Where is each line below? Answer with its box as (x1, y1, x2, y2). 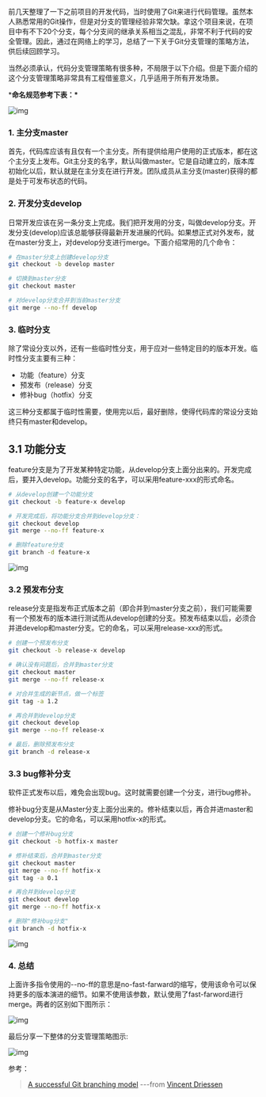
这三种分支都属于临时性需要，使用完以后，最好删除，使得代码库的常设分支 (8, 407, 251, 417)
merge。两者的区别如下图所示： (8, 1000, 113, 1009)
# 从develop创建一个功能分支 (8, 490, 93, 498)
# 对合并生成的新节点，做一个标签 (8, 690, 104, 698)
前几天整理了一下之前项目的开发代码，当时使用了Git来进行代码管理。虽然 (8, 7, 247, 16)
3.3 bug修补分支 (8, 768, 71, 779)
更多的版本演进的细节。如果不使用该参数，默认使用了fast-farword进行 (14, 989, 244, 1000)
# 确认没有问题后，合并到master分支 (8, 661, 113, 669)
